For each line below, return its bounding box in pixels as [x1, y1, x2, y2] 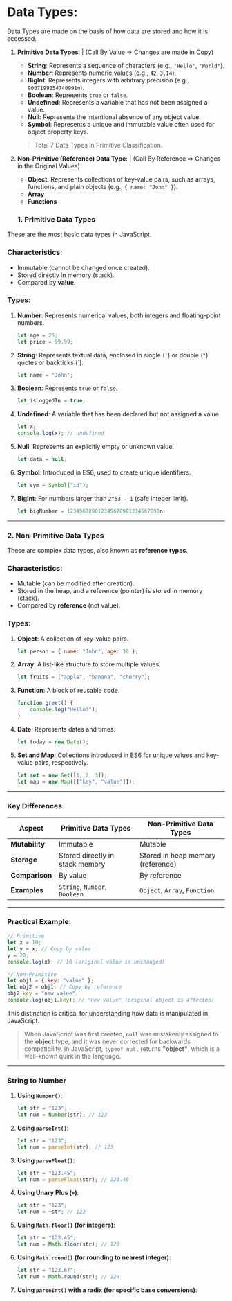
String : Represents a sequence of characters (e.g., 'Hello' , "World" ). [27, 61, 225, 69]
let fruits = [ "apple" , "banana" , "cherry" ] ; [17, 673, 151, 681]
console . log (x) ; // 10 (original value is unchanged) [7, 958, 166, 965]
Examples [10, 885, 43, 894]
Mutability [10, 839, 46, 849]
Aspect [19, 823, 43, 833]
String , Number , [58, 881, 107, 891]
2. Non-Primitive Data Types [7, 531, 104, 540]
